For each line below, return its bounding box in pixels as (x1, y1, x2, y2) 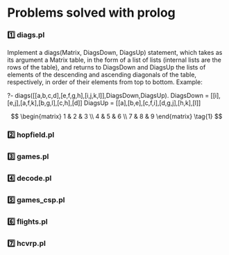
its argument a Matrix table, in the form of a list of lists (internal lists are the (7, 56, 222, 64)
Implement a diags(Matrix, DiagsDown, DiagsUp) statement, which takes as (7, 49, 223, 57)
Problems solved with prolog (7, 5, 176, 21)
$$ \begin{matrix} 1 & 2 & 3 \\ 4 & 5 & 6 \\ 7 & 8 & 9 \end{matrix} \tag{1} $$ (10, 113, 223, 121)
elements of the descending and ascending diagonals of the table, (7, 71, 196, 79)
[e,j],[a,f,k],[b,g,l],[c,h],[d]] (7, 99, 83, 107)
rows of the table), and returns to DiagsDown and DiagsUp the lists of (7, 63, 206, 72)
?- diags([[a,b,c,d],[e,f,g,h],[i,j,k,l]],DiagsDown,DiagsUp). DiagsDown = (7, 92, 210, 100)
